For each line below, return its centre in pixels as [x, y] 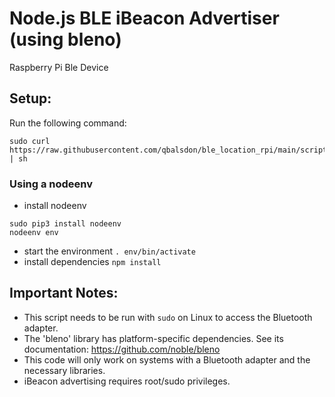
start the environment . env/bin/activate [109, 251]
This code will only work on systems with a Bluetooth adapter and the [167, 359]
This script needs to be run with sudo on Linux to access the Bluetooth [168, 317]
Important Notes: [64, 293]
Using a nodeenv [51, 184]
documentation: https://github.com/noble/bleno [122, 349]
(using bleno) [65, 39]
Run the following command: [68, 123]
